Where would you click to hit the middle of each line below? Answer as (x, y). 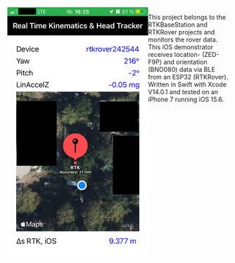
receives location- (174, 54)
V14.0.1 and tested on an (183, 92)
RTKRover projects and (182, 32)
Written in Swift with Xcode (188, 84)
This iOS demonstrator (180, 47)
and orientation (185, 62)
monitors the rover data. (183, 39)
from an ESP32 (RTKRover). (188, 77)
